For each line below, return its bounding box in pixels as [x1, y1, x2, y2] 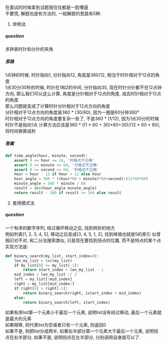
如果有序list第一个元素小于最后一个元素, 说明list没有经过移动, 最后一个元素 [5, 310, 158, 316]
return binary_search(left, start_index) [23, 300, 111, 305]
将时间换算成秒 [5, 128, 36, 134]
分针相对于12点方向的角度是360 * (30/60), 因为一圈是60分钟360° [5, 109, 140, 115]
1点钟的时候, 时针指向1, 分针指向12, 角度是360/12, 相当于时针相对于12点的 [5, 72, 156, 78]
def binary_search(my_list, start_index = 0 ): [5, 253, 99, 258]
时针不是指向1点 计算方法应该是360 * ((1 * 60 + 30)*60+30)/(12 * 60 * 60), [5, 122, 161, 128]
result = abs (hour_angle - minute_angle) [14, 186, 97, 191]
